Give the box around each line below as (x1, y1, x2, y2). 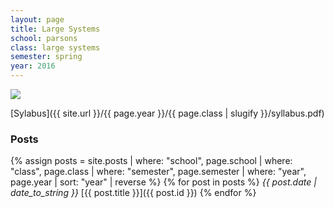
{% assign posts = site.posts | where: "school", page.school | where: (10, 155, 293, 167)
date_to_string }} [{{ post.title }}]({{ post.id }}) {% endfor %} (10, 187, 257, 199)
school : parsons (10, 33, 78, 43)
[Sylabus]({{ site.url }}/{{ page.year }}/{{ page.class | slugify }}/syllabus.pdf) (10, 107, 325, 119)
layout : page (10, 14, 65, 25)
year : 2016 (10, 61, 56, 71)
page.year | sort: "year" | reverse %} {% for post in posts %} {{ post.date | (10, 176, 317, 188)
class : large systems (10, 42, 101, 53)
